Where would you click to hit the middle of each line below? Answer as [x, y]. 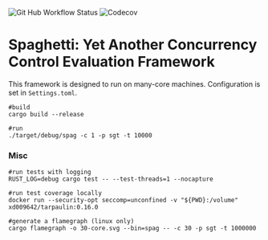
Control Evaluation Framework [112, 62]
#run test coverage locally [55, 193]
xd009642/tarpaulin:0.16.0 [53, 207]
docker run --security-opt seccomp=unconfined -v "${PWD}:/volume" [124, 201]
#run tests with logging [50, 173]
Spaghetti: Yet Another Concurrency [133, 45]
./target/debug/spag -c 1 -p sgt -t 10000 [80, 135]
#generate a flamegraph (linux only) [71, 222]
